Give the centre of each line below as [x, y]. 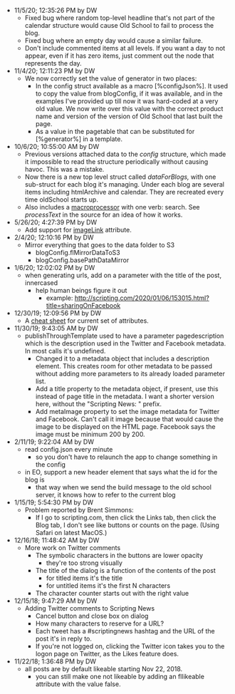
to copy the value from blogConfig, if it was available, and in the [129, 93]
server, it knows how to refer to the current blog [105, 495]
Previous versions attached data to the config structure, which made [125, 154]
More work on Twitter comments [73, 548]
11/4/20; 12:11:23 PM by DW [54, 71]
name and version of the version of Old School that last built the [129, 116]
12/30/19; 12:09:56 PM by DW [58, 313]
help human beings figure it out [81, 290]
